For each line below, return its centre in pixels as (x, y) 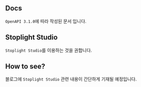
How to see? (25, 67)
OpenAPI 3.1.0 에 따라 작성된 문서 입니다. (46, 21)
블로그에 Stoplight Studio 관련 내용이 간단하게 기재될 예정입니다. (71, 79)
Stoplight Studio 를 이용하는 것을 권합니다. (49, 50)
